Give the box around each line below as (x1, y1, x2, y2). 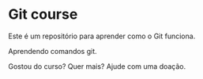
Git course (8, 5, 78, 23)
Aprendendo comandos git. (8, 46, 97, 56)
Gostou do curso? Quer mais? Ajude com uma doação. (8, 61, 186, 71)
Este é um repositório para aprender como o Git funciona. (8, 31, 196, 41)
